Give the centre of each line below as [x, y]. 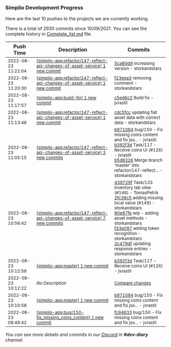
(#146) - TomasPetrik [136, 193]
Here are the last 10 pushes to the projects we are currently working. [77, 19]
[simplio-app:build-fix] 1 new [66, 98]
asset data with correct [137, 118]
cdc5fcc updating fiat [136, 113]
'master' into [127, 165]
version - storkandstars [138, 69]
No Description [51, 283]
